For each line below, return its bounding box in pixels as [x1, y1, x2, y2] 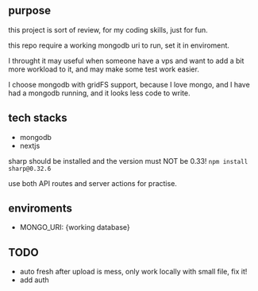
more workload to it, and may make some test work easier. [8, 64, 200, 74]
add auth [19, 275, 49, 285]
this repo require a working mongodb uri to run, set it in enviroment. [8, 41, 230, 50]
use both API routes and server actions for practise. [8, 178, 177, 188]
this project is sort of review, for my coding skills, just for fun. [8, 25, 208, 34]
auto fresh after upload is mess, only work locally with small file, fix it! [19, 267, 248, 277]
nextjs [19, 141, 40, 150]
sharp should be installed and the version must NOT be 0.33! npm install [8, 156, 248, 165]
